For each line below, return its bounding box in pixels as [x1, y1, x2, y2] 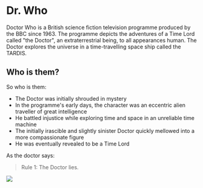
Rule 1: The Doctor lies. [21, 163, 79, 170]
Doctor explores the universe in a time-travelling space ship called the [6, 43, 181, 50]
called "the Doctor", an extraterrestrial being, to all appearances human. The [6, 36, 197, 44]
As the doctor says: [6, 152, 55, 159]
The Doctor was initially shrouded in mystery [15, 95, 127, 102]
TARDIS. [6, 49, 27, 56]
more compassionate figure [15, 133, 84, 141]
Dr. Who [6, 4, 48, 18]
